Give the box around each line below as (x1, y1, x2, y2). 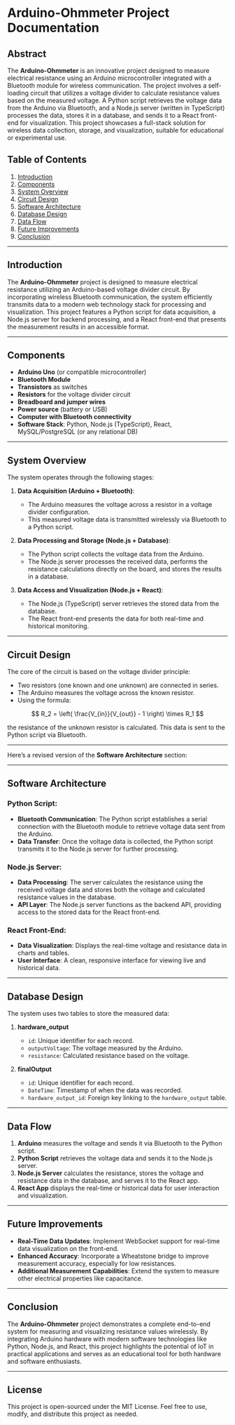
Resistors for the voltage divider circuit (17, 390, 131, 399)
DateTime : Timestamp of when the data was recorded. (27, 1086, 183, 1094)
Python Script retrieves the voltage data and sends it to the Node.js (17, 1153, 213, 1162)
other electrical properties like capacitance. (17, 1274, 143, 1282)
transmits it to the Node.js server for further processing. (17, 844, 179, 853)
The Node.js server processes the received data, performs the (27, 557, 208, 566)
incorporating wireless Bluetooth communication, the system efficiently (7, 293, 213, 301)
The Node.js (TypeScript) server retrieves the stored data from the (27, 599, 220, 608)
